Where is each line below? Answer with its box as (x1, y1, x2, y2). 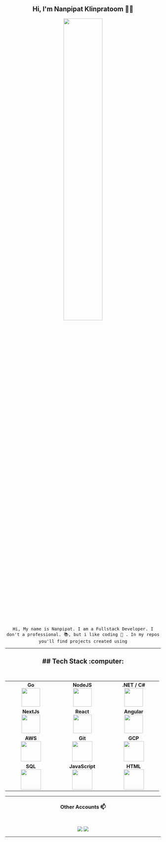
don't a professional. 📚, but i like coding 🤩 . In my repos (6, 631, 160, 637)
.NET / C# (122, 682, 146, 688)
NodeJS (72, 682, 92, 688)
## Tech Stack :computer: (41, 657, 124, 666)
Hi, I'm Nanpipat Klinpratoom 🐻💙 (32, 5, 134, 13)
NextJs (22, 708, 40, 715)
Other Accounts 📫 (60, 803, 106, 810)
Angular (124, 708, 144, 715)
